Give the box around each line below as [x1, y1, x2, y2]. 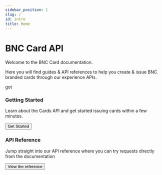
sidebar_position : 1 [5, 7, 48, 12]
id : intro [5, 16, 26, 21]
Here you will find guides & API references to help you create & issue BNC [5, 69, 157, 75]
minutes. [5, 113, 23, 119]
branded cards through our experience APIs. [5, 74, 97, 80]
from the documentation [5, 153, 55, 159]
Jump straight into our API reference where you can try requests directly [5, 148, 154, 154]
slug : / [5, 12, 21, 17]
